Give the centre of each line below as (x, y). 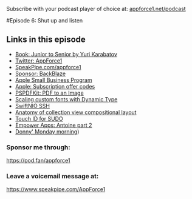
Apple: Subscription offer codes (55, 86)
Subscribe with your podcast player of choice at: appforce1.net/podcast (96, 9)
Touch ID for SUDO (39, 118)
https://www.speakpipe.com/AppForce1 (56, 189)
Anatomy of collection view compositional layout (76, 112)
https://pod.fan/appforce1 (38, 161)
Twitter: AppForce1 (39, 61)
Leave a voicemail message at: (53, 177)
